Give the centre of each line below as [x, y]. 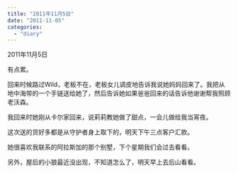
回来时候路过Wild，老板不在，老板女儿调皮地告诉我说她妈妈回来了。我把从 [116, 85]
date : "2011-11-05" [36, 20]
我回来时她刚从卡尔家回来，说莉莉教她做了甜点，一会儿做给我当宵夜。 [110, 117]
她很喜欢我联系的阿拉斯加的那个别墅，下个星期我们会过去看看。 [100, 147]
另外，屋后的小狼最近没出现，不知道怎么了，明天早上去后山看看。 [103, 162]
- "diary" [28, 34]
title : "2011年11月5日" [41, 14]
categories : [25, 27]
